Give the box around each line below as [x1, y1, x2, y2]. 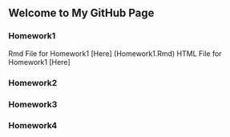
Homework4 [8, 120, 58, 131]
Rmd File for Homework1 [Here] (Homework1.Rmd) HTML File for [8, 48, 222, 58]
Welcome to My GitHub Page [8, 6, 155, 20]
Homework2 [8, 77, 58, 88]
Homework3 [8, 99, 58, 110]
